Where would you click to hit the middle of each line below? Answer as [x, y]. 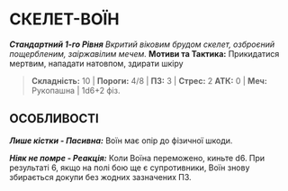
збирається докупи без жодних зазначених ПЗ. [100, 177]
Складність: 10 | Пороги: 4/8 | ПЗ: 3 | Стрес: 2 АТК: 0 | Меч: [149, 80]
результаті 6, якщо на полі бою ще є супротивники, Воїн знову [130, 168]
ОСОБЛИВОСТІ [54, 118]
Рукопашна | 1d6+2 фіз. [76, 90]
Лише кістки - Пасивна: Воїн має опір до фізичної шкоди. [121, 141]
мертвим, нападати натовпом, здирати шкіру [96, 63]
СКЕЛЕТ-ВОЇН [64, 19]
